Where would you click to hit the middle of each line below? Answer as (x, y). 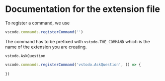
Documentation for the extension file (83, 9)
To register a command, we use (38, 23)
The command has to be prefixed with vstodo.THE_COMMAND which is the (78, 41)
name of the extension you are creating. (46, 47)
